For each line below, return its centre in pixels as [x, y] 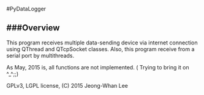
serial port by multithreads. [40, 55]
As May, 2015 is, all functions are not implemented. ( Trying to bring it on [98, 67]
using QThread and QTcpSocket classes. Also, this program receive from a [100, 49]
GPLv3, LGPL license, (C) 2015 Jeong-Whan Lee [67, 85]
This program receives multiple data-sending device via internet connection [102, 43]
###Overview [33, 28]
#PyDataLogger [26, 9]
